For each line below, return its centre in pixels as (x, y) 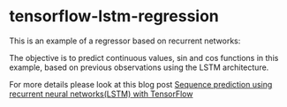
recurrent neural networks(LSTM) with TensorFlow (101, 94)
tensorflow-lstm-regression (114, 16)
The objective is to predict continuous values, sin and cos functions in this (144, 57)
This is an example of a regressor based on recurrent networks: (125, 41)
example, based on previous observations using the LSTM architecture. (139, 67)
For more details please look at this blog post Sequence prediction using (141, 84)
